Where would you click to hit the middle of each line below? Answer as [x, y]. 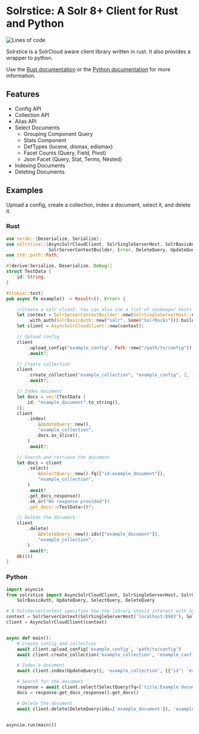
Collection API [32, 115]
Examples [25, 190]
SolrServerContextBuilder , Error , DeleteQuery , [108, 250]
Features [23, 94]
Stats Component [45, 140]
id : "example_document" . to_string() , [74, 402]
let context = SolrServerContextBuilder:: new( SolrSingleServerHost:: [105, 315]
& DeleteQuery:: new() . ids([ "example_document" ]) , [99, 534]
